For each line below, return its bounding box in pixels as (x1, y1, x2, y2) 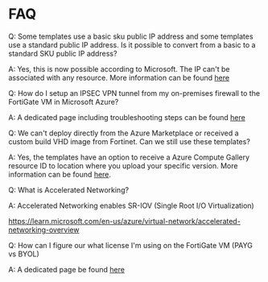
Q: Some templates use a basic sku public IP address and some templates (8, 31, 254, 41)
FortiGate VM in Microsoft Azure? (8, 97, 119, 106)
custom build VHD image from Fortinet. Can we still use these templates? (8, 136, 251, 146)
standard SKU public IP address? (8, 48, 118, 58)
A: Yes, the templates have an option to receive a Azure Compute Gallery (8, 152, 250, 162)
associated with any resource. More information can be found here (8, 73, 230, 82)
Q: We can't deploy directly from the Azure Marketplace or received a (8, 128, 239, 138)
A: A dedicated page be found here (8, 264, 125, 274)
